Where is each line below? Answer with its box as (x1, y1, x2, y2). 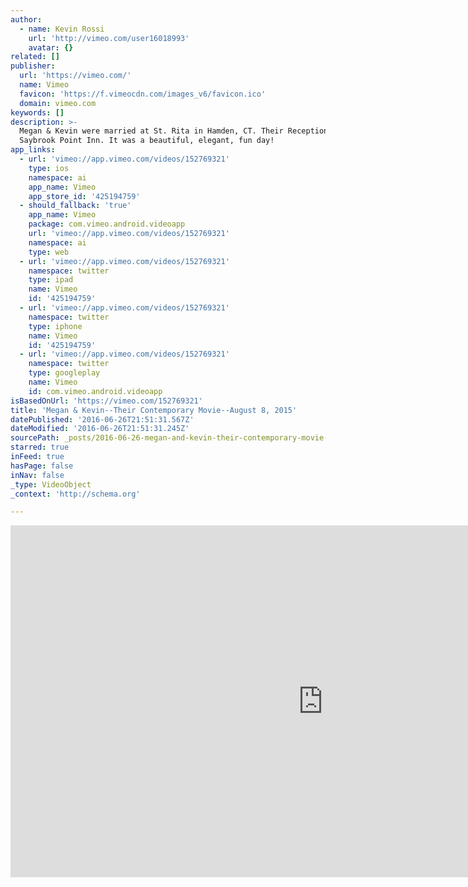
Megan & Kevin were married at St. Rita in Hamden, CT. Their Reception (19, 126, 329, 136)
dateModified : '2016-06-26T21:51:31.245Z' (10, 424, 190, 434)
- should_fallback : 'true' (19, 201, 132, 211)
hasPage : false (10, 461, 74, 471)
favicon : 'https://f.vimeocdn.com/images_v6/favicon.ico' (19, 89, 267, 99)
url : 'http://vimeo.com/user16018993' (28, 33, 190, 43)
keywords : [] (10, 107, 65, 118)
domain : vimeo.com (19, 98, 97, 108)
